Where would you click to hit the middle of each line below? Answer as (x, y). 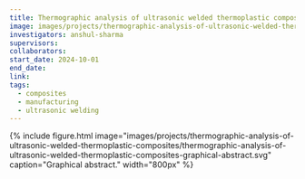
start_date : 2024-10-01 (54, 60)
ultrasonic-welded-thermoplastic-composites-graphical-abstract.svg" (141, 155)
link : (20, 77)
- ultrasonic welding (59, 110)
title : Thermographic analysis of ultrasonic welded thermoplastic (140, 18)
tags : (20, 85)
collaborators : (38, 52)
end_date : (28, 69)
